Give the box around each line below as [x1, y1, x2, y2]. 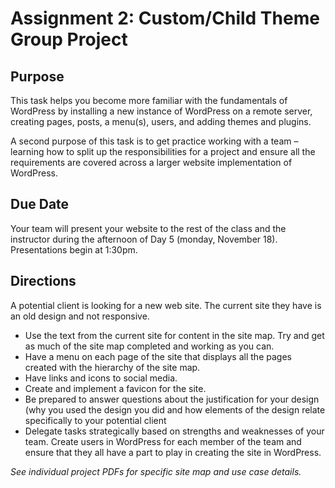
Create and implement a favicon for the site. [24, 382, 207, 394]
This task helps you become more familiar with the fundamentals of [10, 95, 288, 106]
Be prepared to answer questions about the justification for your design [24, 393, 320, 405]
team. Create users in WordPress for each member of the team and [24, 435, 302, 447]
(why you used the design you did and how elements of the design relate [24, 403, 326, 416]
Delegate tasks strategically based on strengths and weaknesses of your [24, 425, 325, 437]
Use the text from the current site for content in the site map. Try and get [24, 329, 325, 341]
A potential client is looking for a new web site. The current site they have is [10, 299, 322, 311]
